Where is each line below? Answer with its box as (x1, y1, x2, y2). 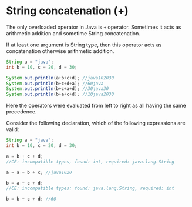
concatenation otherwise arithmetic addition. (6, 47, 114, 54)
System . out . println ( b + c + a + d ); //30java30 (6, 86, 109, 92)
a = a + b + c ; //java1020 (6, 169, 72, 175)
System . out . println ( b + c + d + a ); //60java (6, 81, 104, 86)
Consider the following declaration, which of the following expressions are (6, 119, 186, 127)
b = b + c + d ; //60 (6, 196, 57, 202)
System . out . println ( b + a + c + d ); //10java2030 (6, 91, 114, 98)
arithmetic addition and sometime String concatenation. (6, 29, 141, 36)
